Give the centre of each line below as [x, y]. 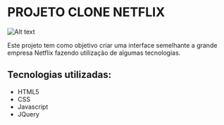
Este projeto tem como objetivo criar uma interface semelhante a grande [112, 45]
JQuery [29, 114]
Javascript [33, 107]
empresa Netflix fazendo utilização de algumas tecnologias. [94, 53]
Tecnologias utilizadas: [59, 75]
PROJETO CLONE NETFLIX [86, 12]
